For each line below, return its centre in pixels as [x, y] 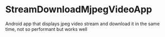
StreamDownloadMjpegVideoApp [79, 10]
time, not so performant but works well [46, 29]
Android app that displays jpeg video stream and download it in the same [83, 24]
